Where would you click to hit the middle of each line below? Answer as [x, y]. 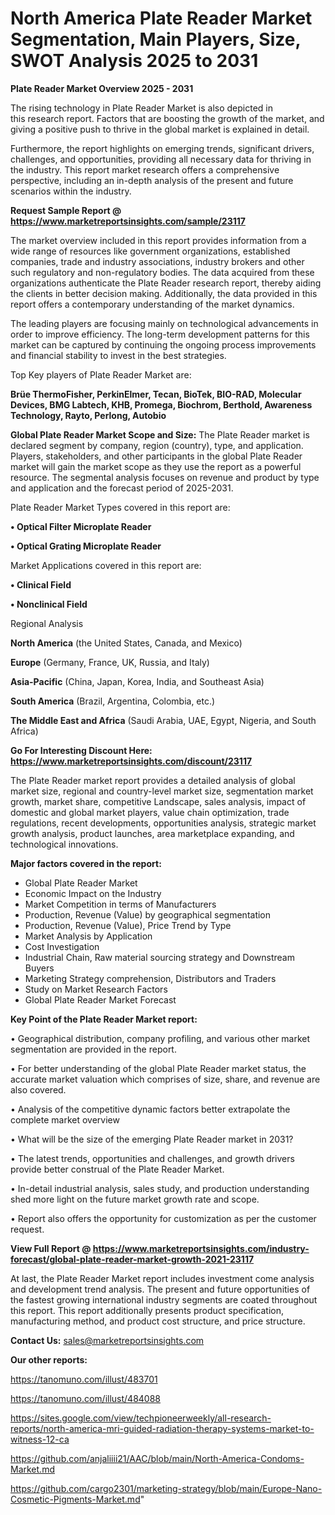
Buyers [39, 968]
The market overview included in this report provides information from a [158, 240]
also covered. [38, 1089]
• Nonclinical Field [49, 604]
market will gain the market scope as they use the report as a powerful [156, 466]
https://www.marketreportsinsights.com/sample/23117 [128, 221]
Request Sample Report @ [66, 210]
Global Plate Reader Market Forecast [100, 999]
